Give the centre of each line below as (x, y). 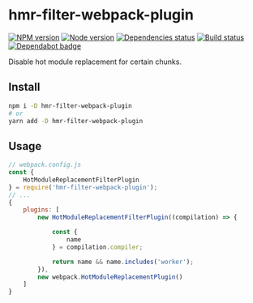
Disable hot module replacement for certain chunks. (95, 62)
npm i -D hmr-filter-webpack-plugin (70, 106)
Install (24, 87)
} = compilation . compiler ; (97, 247)
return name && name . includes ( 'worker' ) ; (123, 262)
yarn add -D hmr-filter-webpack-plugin (76, 121)
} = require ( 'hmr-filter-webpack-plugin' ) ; (83, 187)
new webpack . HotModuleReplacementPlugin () (110, 277)
